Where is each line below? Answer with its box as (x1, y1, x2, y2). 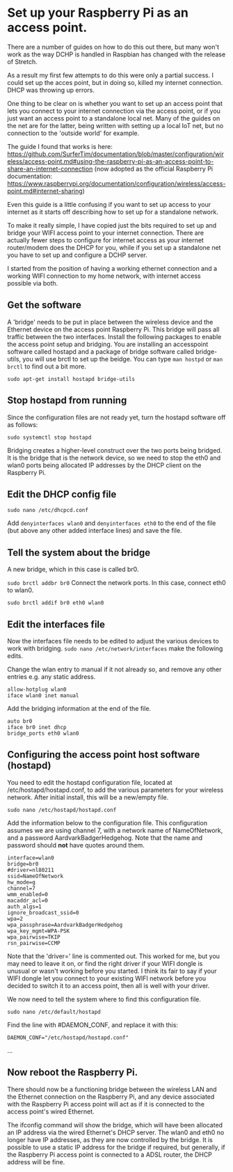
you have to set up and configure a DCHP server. (7, 251, 147, 259)
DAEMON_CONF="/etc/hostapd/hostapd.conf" (7, 1034, 129, 1041)
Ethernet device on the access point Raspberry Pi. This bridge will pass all (7, 325, 220, 334)
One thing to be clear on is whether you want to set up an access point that (7, 99, 223, 107)
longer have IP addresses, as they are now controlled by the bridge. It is (7, 1135, 214, 1143)
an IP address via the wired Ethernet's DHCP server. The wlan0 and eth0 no (7, 1128, 225, 1136)
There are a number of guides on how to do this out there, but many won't (7, 42, 220, 51)
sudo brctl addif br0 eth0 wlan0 (7, 600, 104, 607)
